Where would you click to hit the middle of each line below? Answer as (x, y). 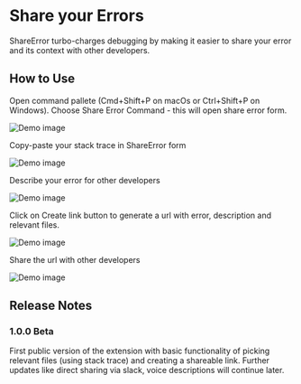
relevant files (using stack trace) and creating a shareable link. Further (140, 361)
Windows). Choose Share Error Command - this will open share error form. (148, 110)
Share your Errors (77, 16)
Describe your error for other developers (85, 180)
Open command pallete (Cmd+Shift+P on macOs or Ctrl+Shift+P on (135, 100)
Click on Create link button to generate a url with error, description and (141, 215)
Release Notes (51, 306)
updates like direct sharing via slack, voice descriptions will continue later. (147, 370)
